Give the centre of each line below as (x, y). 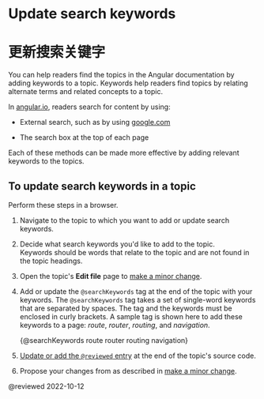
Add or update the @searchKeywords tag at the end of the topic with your (136, 291)
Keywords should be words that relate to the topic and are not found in (134, 252)
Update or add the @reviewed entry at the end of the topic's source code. (138, 356)
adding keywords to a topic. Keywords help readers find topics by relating (128, 83)
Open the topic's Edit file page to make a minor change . (111, 276)
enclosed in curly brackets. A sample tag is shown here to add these (131, 316)
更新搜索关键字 (57, 53)
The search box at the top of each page (84, 137)
